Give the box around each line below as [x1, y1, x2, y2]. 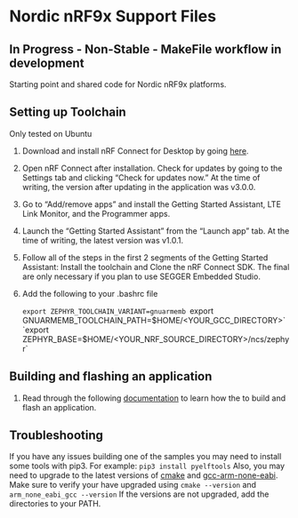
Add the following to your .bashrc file [21, 288, 158, 299]
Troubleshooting [9, 428, 104, 443]
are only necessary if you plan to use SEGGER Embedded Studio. [21, 271, 261, 282]
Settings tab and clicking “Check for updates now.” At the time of [21, 171, 261, 183]
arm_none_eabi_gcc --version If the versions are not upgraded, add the [9, 489, 270, 499]
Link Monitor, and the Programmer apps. [21, 208, 171, 219]
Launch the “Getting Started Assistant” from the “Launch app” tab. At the [21, 225, 290, 236]
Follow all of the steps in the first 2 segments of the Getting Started [21, 251, 269, 263]
